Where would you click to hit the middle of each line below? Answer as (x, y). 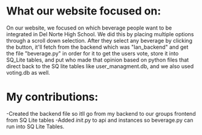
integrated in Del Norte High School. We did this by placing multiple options (100, 34)
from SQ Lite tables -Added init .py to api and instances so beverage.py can (100, 120)
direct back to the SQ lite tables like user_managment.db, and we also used (100, 66)
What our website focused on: (84, 11)
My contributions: (52, 97)
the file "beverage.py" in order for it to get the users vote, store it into (93, 53)
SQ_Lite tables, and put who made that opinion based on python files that (98, 60)
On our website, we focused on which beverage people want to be (89, 28)
